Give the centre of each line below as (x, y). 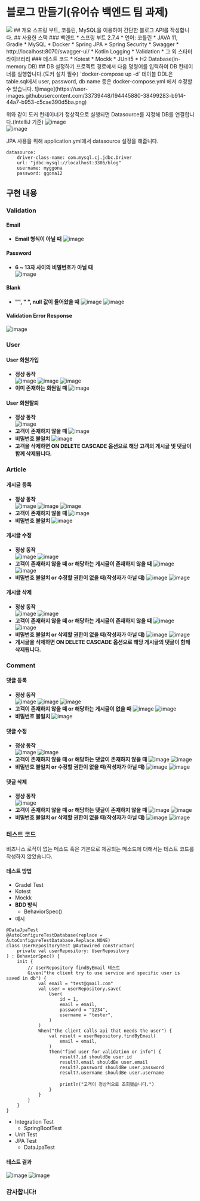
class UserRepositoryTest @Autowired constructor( (70, 946)
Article (16, 469)
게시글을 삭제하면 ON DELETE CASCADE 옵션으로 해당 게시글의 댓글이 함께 (102, 642)
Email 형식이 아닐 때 (38, 239)
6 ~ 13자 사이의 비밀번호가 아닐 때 (54, 267)
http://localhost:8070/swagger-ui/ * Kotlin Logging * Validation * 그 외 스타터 (99, 51)
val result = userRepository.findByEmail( (102, 1036)
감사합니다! (21, 1192)
